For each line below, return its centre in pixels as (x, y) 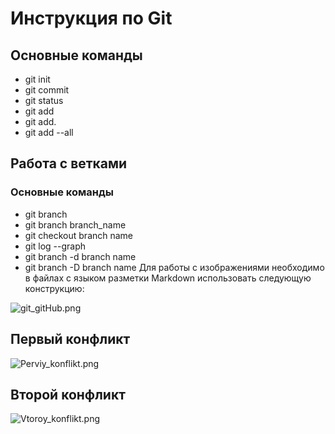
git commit (47, 90)
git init (37, 79)
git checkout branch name (79, 235)
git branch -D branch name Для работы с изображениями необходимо (174, 267)
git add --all (49, 132)
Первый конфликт (70, 339)
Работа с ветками (69, 163)
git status (44, 100)
